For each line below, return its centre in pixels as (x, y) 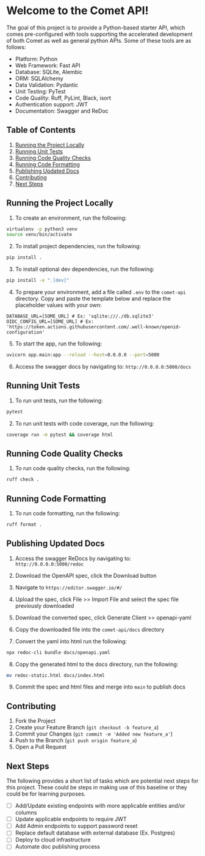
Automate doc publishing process (58, 847)
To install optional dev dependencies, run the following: (85, 269)
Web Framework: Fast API (48, 65)
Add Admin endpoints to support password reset (76, 826)
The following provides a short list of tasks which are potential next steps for (103, 781)
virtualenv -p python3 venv (42, 229)
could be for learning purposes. (46, 794)
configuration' (26, 333)
